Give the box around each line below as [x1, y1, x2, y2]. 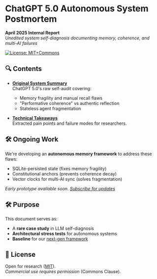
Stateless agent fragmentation [19, 105, 81, 111]
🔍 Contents [5, 65, 42, 73]
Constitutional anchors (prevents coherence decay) [12, 171, 117, 176]
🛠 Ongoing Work [5, 135, 59, 143]
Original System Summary [12, 80, 67, 86]
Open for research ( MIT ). [5, 263, 56, 269]
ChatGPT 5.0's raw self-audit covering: [12, 85, 92, 91]
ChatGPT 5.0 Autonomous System [5, 3, 149, 14]
